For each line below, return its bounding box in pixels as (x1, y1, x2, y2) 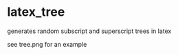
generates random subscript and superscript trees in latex (7, 27, 172, 35)
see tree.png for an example (7, 40, 87, 48)
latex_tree (7, 4, 65, 20)
